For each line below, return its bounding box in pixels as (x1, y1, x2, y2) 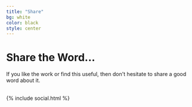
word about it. (6, 77, 41, 84)
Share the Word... (6, 51, 95, 64)
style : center (6, 25, 42, 32)
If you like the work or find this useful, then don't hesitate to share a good (6, 71, 187, 78)
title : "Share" (6, 8, 44, 15)
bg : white (6, 14, 31, 20)
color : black (6, 20, 39, 26)
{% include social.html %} (6, 95, 70, 102)
